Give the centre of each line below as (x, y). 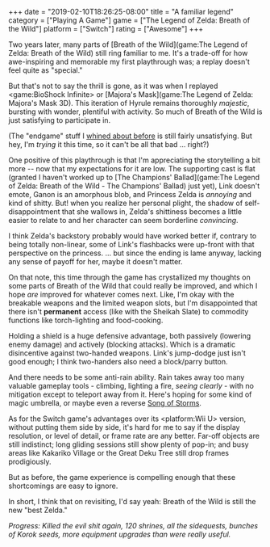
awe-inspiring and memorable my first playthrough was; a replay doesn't (129, 61)
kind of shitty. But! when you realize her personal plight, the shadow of (126, 203)
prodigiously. (30, 461)
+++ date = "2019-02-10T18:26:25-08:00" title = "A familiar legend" (121, 12)
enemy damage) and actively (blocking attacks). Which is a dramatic (122, 344)
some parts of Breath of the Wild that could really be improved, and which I (133, 286)
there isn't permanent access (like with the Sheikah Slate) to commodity (129, 311)
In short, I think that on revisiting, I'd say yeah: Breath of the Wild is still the (132, 501)
